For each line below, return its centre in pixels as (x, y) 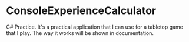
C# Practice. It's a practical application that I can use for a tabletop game (95, 27)
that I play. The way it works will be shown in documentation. (80, 33)
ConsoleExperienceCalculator (81, 11)
